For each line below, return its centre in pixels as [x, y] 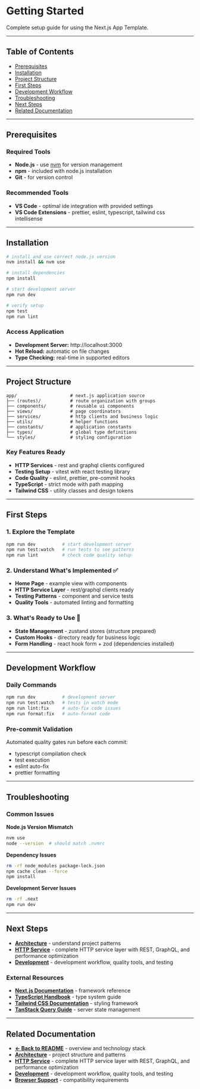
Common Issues [30, 814]
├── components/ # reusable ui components [70, 406]
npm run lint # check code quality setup [69, 556]
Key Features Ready [36, 452]
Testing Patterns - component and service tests [74, 596]
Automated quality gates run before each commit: [67, 742]
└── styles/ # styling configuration [69, 437]
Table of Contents [40, 52]
